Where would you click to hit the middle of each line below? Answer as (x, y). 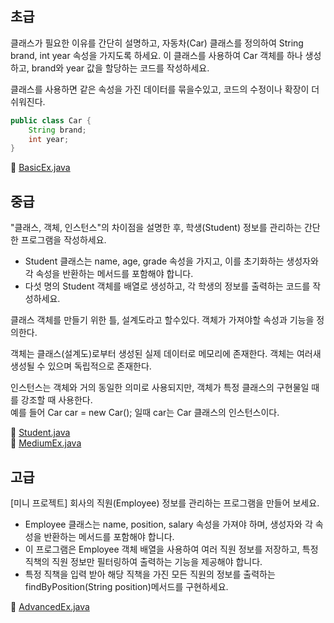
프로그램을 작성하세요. (63, 240)
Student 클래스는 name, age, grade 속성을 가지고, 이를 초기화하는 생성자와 (171, 261)
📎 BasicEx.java (40, 168)
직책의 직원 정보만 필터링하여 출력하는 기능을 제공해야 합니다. (143, 561)
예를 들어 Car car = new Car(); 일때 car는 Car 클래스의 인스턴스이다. (145, 413)
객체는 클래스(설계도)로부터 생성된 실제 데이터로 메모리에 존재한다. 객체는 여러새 (166, 354)
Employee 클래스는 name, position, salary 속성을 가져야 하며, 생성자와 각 (168, 524)
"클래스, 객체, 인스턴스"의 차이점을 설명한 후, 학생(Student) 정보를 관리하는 (156, 228)
